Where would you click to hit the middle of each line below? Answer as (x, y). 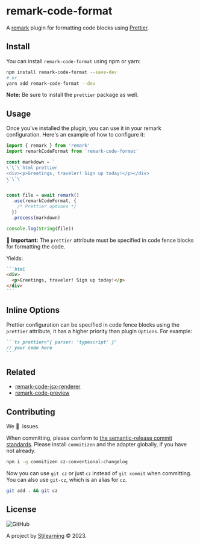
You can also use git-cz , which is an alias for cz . (67, 479)
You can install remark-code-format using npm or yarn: (73, 61)
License (21, 510)
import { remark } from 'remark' (48, 146)
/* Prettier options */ (47, 207)
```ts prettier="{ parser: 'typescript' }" (62, 342)
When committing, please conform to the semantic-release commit (89, 438)
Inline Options (33, 310)
